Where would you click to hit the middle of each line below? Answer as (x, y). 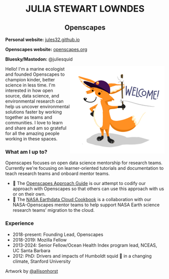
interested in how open (29, 90)
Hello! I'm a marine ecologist (35, 69)
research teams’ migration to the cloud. (53, 210)
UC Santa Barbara (31, 250)
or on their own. (29, 194)
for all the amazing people (32, 133)
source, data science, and (32, 96)
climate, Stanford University (41, 261)
